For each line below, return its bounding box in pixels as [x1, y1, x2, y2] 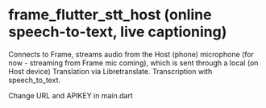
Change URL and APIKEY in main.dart [8, 90, 133, 100]
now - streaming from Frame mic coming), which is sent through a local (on [8, 58, 259, 68]
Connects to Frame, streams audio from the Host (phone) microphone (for [8, 49, 254, 59]
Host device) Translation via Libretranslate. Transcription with [8, 66, 213, 76]
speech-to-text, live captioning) [8, 23, 227, 41]
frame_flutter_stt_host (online [8, 6, 212, 24]
